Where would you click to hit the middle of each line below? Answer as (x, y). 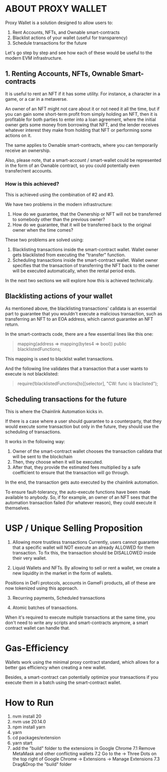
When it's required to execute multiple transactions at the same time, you (80, 617)
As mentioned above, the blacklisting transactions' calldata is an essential (81, 308)
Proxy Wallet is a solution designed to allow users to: (59, 23)
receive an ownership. (28, 150)
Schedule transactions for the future (50, 43)
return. (12, 324)
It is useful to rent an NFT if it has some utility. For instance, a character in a (83, 94)
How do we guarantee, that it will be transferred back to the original (82, 225)
